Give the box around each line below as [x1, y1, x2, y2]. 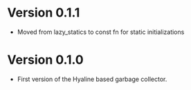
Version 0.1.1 [7, 5, 80, 21]
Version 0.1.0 [7, 52, 84, 68]
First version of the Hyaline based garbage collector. [17, 75, 167, 83]
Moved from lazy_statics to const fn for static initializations [17, 28, 185, 36]
